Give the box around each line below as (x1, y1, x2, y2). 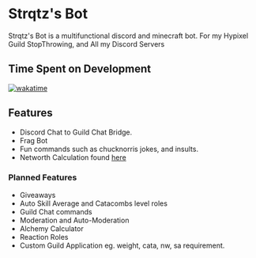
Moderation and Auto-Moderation (19, 215, 130, 225)
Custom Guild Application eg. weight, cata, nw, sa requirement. (19, 241, 225, 250)
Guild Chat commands (19, 207, 92, 216)
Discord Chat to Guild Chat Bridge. (19, 127, 133, 137)
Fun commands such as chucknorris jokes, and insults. (19, 144, 199, 154)
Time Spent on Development (8, 63, 152, 76)
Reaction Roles (19, 232, 69, 241)
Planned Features (8, 172, 77, 183)
